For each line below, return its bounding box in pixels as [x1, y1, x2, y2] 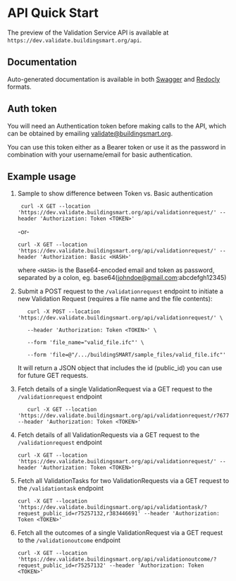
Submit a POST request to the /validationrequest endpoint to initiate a [17, 287, 224, 295]
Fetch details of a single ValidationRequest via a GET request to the [17, 385, 213, 393]
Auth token [7, 103, 58, 115]
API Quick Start [7, 5, 99, 21]
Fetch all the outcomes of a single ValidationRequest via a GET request [17, 529, 223, 537]
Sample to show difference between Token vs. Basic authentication [17, 189, 213, 198]
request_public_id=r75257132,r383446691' [17, 510, 141, 518]
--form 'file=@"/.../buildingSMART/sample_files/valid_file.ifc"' [27, 351, 227, 359]
